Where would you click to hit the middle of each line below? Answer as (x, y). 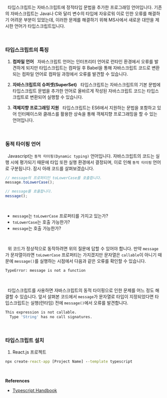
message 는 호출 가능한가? (37, 228)
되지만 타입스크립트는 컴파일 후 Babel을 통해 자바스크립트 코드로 (88, 68)
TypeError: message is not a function (45, 271)
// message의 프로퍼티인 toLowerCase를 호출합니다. (54, 178)
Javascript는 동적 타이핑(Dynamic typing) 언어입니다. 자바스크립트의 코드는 (81, 156)
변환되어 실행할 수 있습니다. (56, 97)
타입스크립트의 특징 (27, 50)
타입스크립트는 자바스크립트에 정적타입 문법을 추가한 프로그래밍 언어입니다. (80, 7)
